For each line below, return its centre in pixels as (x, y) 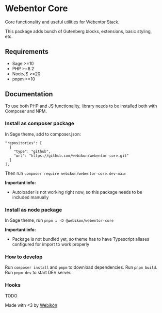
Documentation (29, 94)
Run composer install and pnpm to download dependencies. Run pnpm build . (81, 267)
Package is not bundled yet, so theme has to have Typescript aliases (81, 239)
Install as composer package (40, 123)
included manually (30, 197)
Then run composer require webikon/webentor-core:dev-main (66, 173)
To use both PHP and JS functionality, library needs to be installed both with (81, 106)
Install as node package (33, 210)
